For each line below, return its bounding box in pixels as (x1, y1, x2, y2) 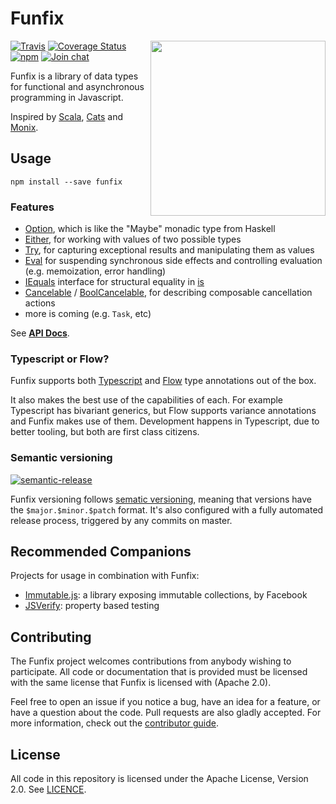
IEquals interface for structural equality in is (24, 276, 205, 288)
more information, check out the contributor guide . (10, 717, 220, 729)
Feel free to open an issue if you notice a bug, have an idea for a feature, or (10, 696, 321, 708)
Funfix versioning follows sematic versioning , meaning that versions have (10, 493, 312, 505)
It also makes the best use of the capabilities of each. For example (10, 394, 284, 406)
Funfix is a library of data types (10, 70, 139, 82)
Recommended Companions (10, 543, 192, 561)
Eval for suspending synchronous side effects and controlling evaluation (24, 255, 323, 267)
